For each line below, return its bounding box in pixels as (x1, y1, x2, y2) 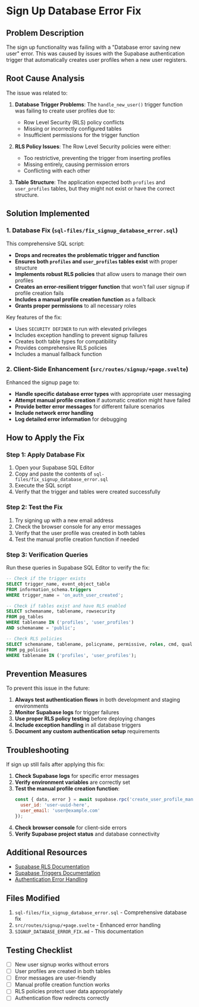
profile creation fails (14, 289, 64, 296)
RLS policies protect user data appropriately (14, 988, 123, 995)
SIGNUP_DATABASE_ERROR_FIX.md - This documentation (14, 928, 144, 935)
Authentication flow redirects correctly (14, 995, 109, 1002)
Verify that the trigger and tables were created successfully (14, 488, 161, 495)
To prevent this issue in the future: (6, 684, 90, 692)
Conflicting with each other (23, 167, 90, 174)
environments (14, 702, 49, 709)
